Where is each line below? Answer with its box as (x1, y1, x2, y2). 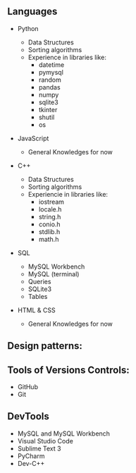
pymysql (38, 68, 63, 76)
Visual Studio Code (17, 436, 74, 445)
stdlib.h (38, 227, 61, 235)
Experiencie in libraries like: (27, 190, 108, 198)
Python (17, 24, 39, 32)
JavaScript (17, 134, 49, 142)
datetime (38, 60, 65, 69)
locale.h (38, 204, 62, 214)
